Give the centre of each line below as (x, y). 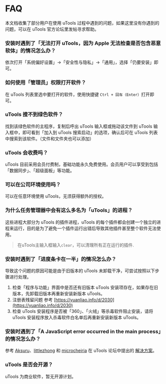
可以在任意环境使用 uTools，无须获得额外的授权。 (56, 196)
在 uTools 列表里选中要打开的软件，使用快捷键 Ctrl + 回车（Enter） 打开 (78, 94)
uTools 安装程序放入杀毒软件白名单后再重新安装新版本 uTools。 (77, 318)
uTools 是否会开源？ (29, 365)
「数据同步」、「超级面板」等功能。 (40, 171)
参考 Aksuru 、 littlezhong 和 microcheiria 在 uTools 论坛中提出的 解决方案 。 (81, 351)
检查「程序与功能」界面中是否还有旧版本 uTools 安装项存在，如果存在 (83, 288)
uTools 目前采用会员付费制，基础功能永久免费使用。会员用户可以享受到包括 (82, 164)
